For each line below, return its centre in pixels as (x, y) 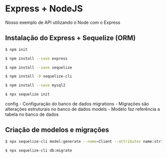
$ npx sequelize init (28, 94)
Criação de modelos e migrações (57, 130)
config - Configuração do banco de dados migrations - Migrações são (77, 104)
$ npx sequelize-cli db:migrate (39, 150)
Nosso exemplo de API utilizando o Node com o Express (63, 22)
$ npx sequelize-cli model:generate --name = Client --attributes (73, 141)
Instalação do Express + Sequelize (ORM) (70, 38)
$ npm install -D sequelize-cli (39, 77)
